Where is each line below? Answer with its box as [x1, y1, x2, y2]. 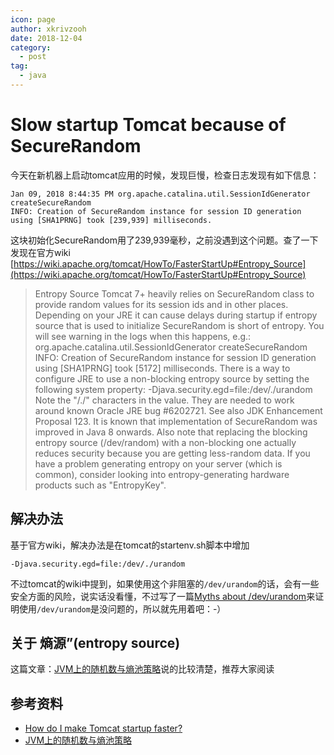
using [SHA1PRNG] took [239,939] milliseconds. [10, 215, 213, 225]
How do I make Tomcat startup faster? [24, 722, 183, 735]
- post [19, 52, 47, 62]
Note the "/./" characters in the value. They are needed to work [34, 394, 295, 406]
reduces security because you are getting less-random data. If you [34, 447, 311, 459]
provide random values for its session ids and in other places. [34, 298, 289, 310]
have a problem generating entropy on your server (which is [34, 457, 283, 470]
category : [10, 42, 52, 53]
